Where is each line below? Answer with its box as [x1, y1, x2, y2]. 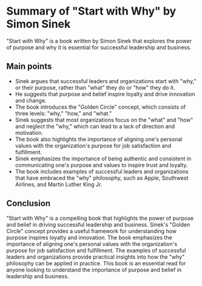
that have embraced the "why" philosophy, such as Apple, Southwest [15, 174, 189, 182]
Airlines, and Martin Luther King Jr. [15, 180, 103, 188]
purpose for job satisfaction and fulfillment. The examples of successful [6, 247, 186, 254]
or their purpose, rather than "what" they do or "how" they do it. [15, 84, 175, 91]
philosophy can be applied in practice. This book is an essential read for [6, 259, 186, 267]
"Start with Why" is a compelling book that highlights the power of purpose [6, 214, 194, 222]
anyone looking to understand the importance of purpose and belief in [6, 266, 182, 273]
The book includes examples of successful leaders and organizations [15, 168, 189, 175]
